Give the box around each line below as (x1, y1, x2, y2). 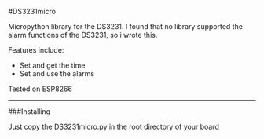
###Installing (8, 107, 51, 116)
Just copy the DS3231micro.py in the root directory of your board (8, 122, 220, 131)
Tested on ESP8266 (8, 84, 73, 93)
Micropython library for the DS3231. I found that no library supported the (8, 22, 244, 31)
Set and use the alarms (19, 69, 95, 78)
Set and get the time (19, 60, 86, 70)
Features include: (8, 46, 64, 54)
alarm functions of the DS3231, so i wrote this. (8, 31, 158, 39)
